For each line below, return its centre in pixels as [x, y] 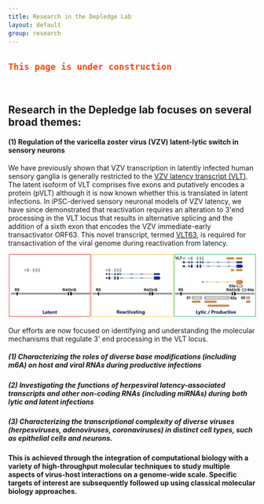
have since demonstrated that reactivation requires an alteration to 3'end [126, 209]
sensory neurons [37, 150]
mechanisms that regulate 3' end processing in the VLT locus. [108, 339]
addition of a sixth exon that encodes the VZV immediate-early [110, 226]
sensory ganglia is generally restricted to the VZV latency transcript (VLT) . [128, 176]
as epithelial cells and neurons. [60, 438]
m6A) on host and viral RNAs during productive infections [105, 365]
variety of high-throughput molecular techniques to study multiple [119, 466]
